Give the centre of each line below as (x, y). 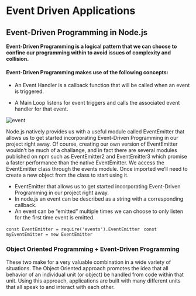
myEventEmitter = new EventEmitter (49, 235)
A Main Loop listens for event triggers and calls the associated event (97, 103)
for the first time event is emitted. (54, 218)
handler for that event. (41, 109)
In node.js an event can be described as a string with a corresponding (99, 199)
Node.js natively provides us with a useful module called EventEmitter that (95, 132)
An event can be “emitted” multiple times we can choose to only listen (99, 211)
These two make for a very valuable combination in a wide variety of (89, 262)
